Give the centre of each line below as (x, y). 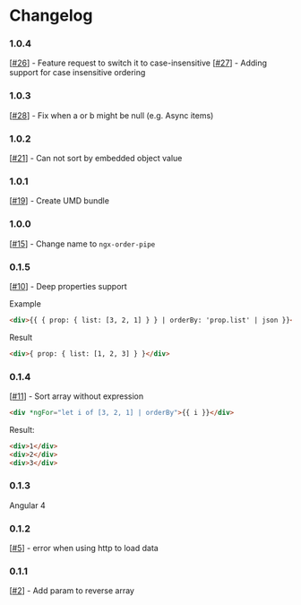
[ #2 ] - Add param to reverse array (72, 591)
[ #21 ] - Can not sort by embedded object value (96, 159)
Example (26, 303)
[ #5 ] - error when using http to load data (84, 549)
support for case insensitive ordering (77, 73)
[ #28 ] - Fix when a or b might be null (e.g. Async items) (112, 115)
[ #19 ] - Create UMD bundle (60, 201)
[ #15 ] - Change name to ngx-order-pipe (82, 244)
